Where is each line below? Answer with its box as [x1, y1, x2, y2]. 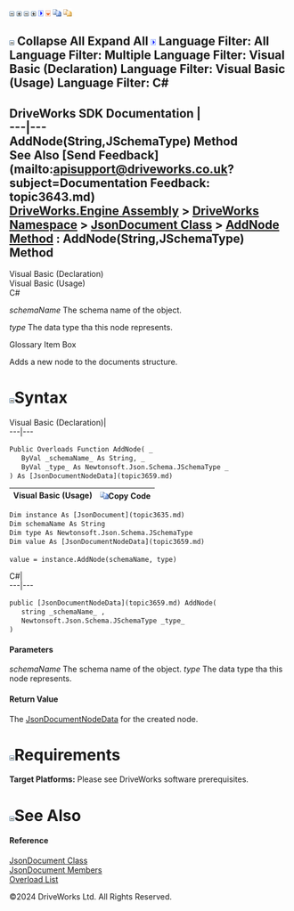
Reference [9, 835, 49, 846]
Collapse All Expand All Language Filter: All [16, 34, 270, 49]
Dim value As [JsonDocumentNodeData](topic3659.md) [9, 538, 205, 547]
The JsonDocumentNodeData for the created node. [9, 713, 199, 724]
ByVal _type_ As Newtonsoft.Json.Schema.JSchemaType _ [20, 463, 229, 472]
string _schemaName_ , [20, 607, 105, 617]
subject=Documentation [9, 175, 149, 191]
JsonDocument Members [9, 864, 102, 875]
